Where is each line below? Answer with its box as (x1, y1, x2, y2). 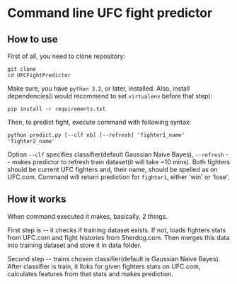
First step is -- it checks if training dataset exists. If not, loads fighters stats (7, 225, 226, 234)
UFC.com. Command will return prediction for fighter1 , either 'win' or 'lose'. (7, 173, 230, 181)
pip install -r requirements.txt (7, 106, 106, 113)
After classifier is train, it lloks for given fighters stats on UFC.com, (7, 262, 201, 271)
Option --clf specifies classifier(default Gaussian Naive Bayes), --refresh (7, 150, 224, 159)
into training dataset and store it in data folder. (7, 241, 142, 249)
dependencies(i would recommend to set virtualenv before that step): (7, 92, 213, 100)
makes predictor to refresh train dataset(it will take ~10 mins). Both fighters (11, 158, 231, 166)
